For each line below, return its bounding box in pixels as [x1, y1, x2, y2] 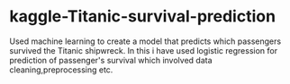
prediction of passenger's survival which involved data [9, 55, 213, 65]
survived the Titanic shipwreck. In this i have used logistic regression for [9, 45, 277, 55]
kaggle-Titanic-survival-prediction [9, 6, 276, 27]
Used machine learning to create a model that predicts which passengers [9, 36, 282, 46]
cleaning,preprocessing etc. [9, 64, 113, 75]
